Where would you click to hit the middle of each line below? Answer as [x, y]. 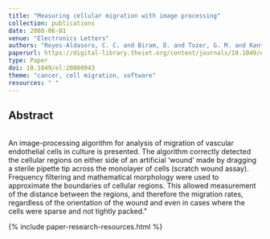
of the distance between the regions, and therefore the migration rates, [126, 194]
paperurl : [25, 53]
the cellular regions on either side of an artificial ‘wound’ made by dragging [133, 160]
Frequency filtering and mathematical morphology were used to [114, 177]
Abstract [31, 115]
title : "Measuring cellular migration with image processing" [115, 16]
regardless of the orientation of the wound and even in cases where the [127, 203]
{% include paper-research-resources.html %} [86, 227]
